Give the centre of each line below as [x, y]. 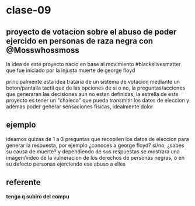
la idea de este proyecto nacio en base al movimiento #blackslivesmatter [93, 64]
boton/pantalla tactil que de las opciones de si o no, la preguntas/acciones [96, 88]
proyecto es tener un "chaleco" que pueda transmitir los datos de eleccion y [98, 100]
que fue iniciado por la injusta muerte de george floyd [71, 70]
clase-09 [29, 10]
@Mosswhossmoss [43, 50]
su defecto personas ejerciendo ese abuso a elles [66, 164]
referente [23, 182]
